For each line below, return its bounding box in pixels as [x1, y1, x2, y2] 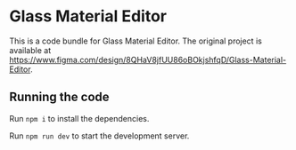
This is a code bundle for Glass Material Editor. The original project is [9, 36, 263, 46]
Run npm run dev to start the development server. [9, 130, 190, 141]
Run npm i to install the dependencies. [9, 113, 150, 123]
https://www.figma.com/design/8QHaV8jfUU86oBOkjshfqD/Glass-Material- [9, 54, 287, 65]
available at [9, 44, 52, 55]
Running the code [9, 90, 110, 105]
